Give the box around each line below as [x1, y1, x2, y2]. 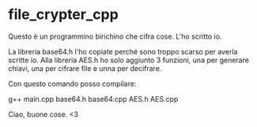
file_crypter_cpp [8, 6, 119, 24]
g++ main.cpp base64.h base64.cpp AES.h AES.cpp [8, 94, 179, 103]
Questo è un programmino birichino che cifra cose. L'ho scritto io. [8, 32, 222, 41]
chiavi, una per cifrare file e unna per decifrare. [8, 63, 162, 73]
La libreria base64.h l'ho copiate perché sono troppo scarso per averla [8, 47, 238, 56]
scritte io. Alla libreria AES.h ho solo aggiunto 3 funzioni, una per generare [8, 55, 249, 65]
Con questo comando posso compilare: [8, 79, 137, 88]
